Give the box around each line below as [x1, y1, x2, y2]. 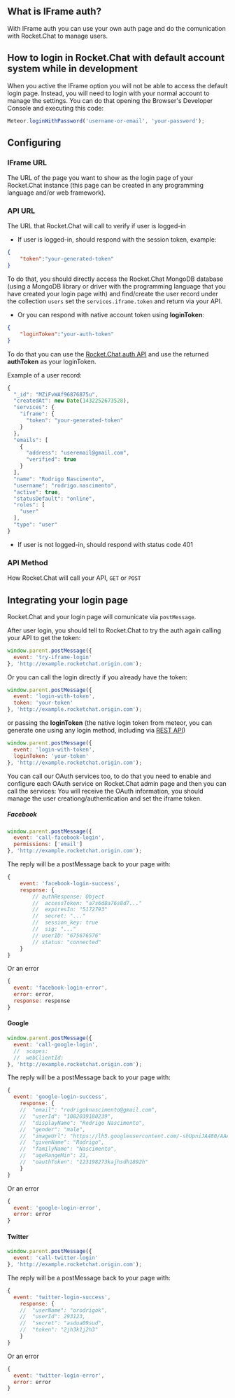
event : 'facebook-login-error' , [13, 984, 108, 992]
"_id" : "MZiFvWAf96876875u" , [13, 391, 99, 398]
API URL [7, 206, 36, 216]
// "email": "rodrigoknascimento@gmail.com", [20, 1107, 158, 1114]
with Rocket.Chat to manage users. [7, 32, 108, 40]
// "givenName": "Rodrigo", [20, 1139, 105, 1146]
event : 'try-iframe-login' [13, 653, 92, 660]
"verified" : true [25, 456, 77, 463]
